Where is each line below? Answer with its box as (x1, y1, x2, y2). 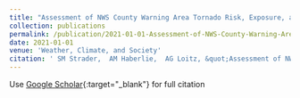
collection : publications (9, 21, 105, 30)
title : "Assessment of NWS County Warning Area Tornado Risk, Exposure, (9, 12, 286, 22)
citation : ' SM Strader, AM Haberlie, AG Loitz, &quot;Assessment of (9, 54, 281, 63)
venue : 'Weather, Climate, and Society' (9, 46, 162, 55)
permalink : (9, 29, 50, 38)
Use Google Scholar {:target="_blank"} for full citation (9, 79, 205, 89)
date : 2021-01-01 (9, 37, 74, 47)
